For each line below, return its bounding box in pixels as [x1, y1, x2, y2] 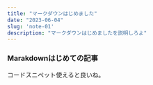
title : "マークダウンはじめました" [7, 10, 97, 17]
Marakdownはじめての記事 [7, 53, 99, 63]
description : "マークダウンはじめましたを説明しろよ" [7, 29, 147, 37]
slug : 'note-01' [7, 23, 54, 30]
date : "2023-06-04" [7, 17, 64, 23]
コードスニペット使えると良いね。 [7, 70, 105, 79]
